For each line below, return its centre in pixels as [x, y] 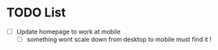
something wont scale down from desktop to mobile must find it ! [119, 39]
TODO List [36, 13]
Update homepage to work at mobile [69, 32]
